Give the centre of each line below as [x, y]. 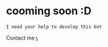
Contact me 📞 [22, 37]
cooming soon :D [49, 11]
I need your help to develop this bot [54, 27]
